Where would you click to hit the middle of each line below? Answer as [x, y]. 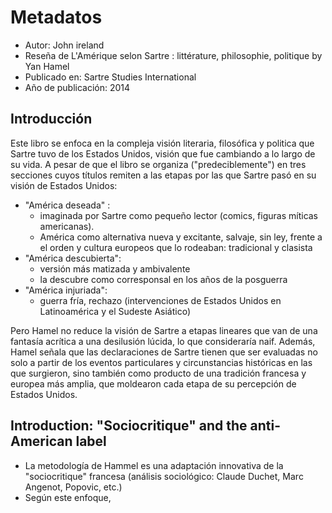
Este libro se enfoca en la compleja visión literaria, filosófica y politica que [162, 143]
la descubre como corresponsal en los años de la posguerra [163, 279]
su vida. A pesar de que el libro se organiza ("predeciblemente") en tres [158, 164]
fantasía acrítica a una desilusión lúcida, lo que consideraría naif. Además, [163, 341]
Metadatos [56, 17]
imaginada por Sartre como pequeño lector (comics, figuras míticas [179, 215]
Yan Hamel [47, 66]
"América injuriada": [66, 290]
